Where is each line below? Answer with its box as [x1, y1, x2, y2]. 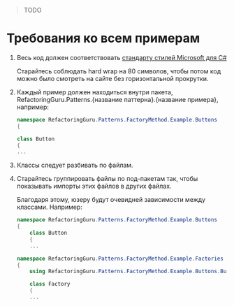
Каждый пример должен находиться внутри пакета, [16, 87, 173, 96]
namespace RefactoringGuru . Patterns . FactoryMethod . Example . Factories [16, 255, 224, 262]
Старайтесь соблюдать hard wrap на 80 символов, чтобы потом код [16, 66, 221, 75]
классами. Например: [16, 203, 83, 212]
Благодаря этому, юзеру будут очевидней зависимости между [16, 196, 206, 204]
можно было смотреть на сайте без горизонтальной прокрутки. [16, 74, 209, 82]
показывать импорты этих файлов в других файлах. [16, 182, 172, 191]
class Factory [29, 281, 71, 288]
